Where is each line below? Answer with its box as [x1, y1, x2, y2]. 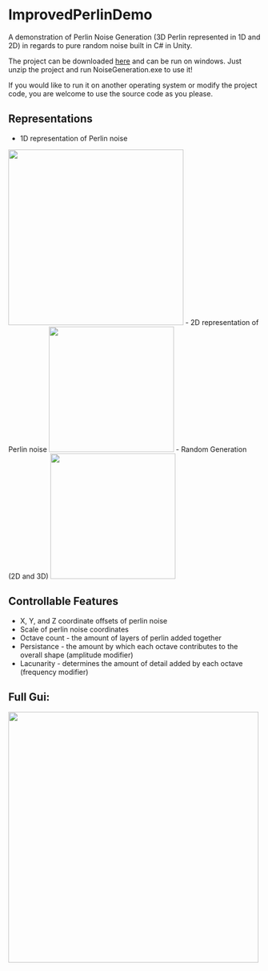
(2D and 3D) [8, 571, 50, 581]
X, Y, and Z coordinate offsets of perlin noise [19, 616, 168, 625]
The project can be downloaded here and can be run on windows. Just [8, 56, 242, 66]
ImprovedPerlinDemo [8, 6, 153, 24]
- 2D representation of [185, 317, 259, 327]
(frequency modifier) [19, 667, 89, 676]
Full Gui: [8, 690, 50, 704]
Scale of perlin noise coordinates [19, 624, 130, 634]
